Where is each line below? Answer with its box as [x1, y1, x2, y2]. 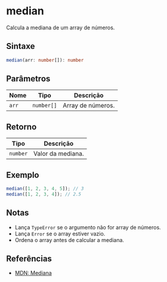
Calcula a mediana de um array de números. [6, 24, 115, 31]
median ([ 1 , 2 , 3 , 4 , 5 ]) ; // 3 [6, 186, 84, 192]
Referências [6, 254, 52, 264]
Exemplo [6, 170, 39, 180]
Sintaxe [6, 41, 35, 51]
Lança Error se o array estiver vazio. [14, 230, 106, 237]
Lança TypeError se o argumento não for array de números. [14, 223, 161, 231]
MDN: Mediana [14, 269, 52, 277]
